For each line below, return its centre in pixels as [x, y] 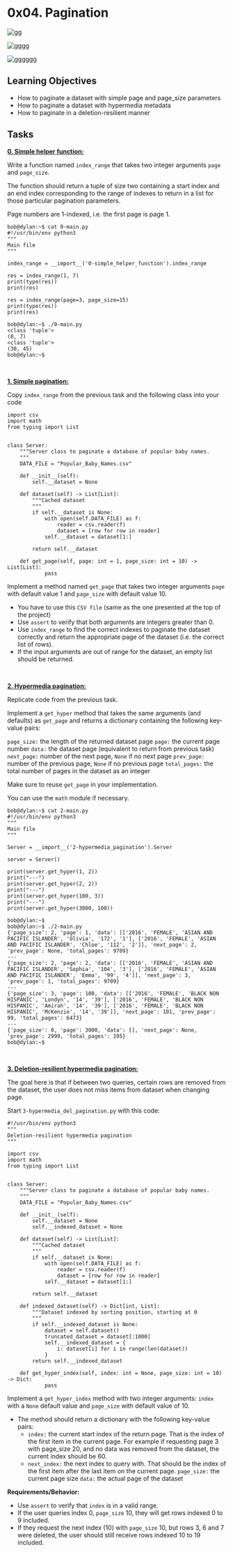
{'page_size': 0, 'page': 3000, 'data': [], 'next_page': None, [102, 1030]
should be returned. [46, 659]
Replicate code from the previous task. [63, 699]
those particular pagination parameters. [64, 201]
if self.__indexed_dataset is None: [85, 1324]
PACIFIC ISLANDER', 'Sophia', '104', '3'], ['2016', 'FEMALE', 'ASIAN [112, 969]
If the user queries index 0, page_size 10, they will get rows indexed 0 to [120, 1512]
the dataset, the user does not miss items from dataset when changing [109, 1089]
